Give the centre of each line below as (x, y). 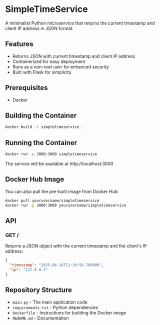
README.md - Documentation (40, 318)
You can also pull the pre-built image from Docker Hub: (62, 191)
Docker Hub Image (35, 179)
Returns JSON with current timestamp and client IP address (74, 56)
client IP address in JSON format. (39, 28)
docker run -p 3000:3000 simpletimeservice (51, 154)
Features (19, 44)
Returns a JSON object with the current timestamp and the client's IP (76, 246)
